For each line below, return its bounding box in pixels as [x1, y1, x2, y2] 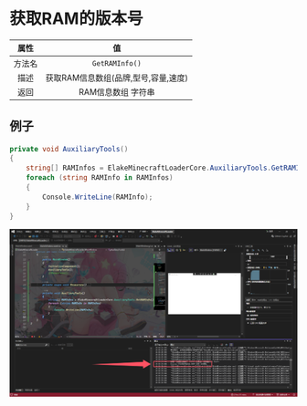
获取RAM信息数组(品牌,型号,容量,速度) [45, 72, 189, 83]
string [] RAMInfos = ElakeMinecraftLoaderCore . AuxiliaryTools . [26, 163, 272, 173]
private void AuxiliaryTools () [9, 144, 129, 153]
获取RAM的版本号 [9, 8, 143, 29]
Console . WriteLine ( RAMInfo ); [42, 193, 153, 202]
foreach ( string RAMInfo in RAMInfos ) [26, 173, 174, 182]
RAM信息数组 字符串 [79, 87, 155, 98]
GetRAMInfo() [91, 59, 142, 68]
